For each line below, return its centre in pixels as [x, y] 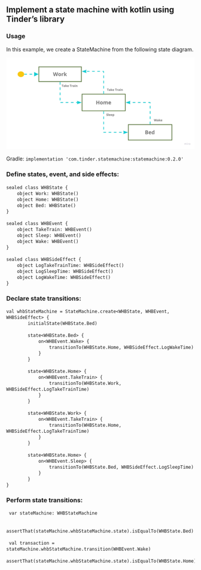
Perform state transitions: [45, 500]
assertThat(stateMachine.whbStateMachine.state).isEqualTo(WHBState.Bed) [100, 531]
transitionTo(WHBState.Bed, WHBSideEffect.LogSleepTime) [121, 467]
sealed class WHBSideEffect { [44, 259]
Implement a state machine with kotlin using [90, 10]
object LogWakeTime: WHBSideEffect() [64, 277]
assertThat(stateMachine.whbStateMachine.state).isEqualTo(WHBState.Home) [101, 561]
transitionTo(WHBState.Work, [85, 383]
